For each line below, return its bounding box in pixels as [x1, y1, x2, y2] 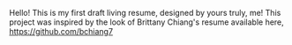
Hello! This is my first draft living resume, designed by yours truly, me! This [9, 8, 281, 18]
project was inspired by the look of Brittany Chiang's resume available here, [9, 17, 284, 27]
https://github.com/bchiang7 [9, 26, 113, 36]
